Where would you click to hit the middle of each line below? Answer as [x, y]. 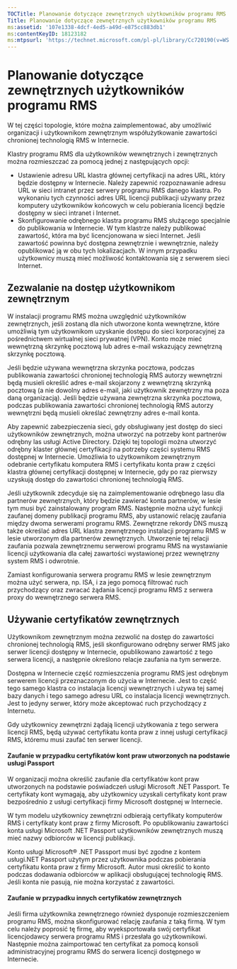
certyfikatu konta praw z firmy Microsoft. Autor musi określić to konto [109, 867]
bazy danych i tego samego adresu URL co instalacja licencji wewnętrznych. [119, 695]
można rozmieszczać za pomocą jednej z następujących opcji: [98, 162]
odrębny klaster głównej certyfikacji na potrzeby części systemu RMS [109, 449]
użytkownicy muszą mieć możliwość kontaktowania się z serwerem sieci [123, 258]
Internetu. [22, 711]
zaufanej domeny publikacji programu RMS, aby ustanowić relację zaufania [117, 516]
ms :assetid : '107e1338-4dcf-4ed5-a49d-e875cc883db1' [87, 27]
